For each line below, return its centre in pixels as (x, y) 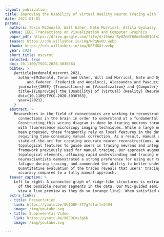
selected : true (25, 59)
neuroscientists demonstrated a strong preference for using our (86, 159)
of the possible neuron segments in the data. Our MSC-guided (82, 186)
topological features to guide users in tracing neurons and (82, 146)
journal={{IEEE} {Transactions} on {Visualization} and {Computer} (88, 87)
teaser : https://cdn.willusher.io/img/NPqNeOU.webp (63, 41)
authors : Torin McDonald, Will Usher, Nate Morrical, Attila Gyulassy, (84, 28)
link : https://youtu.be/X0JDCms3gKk (51, 218)
